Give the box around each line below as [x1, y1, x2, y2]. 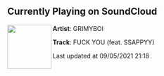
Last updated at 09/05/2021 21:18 [52, 51, 150, 60]
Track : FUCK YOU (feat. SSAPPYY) [52, 38, 155, 46]
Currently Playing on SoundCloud [7, 6, 158, 18]
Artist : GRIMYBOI [52, 24, 104, 32]
